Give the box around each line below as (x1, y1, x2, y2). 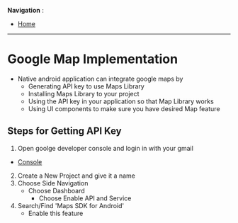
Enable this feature (28, 209, 84, 217)
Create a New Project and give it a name (17, 171, 136, 180)
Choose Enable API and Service (38, 194, 132, 202)
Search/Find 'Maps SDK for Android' (17, 201, 125, 210)
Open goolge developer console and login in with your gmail (17, 144, 193, 152)
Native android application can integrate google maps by (17, 74, 183, 83)
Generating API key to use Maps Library (28, 81, 145, 91)
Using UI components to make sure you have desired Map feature (28, 104, 221, 113)
